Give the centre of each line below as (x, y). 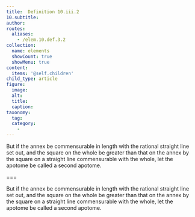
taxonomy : (19, 112)
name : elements (31, 51)
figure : (16, 85)
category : (24, 124)
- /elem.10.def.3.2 (42, 40)
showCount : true (32, 57)
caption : (23, 107)
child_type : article (32, 79)
